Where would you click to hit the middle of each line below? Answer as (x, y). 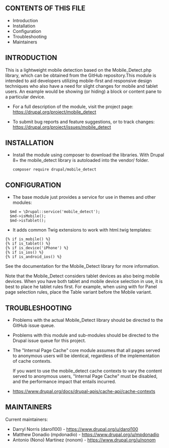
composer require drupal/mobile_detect (54, 170)
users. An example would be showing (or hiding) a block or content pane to (83, 91)
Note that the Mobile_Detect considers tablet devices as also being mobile (82, 276)
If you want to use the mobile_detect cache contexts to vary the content (87, 371)
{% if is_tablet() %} (28, 244)
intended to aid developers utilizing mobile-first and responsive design (79, 81)
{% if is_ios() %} (24, 253)
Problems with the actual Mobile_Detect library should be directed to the (88, 320)
